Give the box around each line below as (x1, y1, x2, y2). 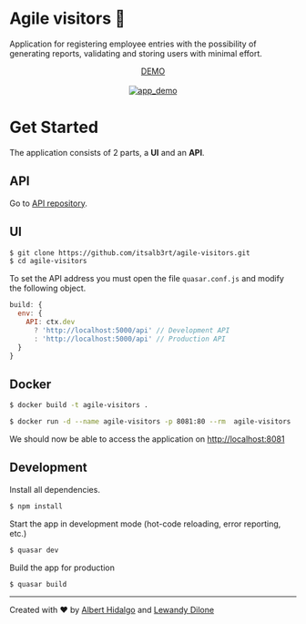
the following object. (9, 282, 87, 294)
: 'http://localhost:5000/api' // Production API (33, 334, 226, 343)
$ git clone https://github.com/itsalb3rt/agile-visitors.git (9, 248, 250, 258)
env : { (17, 309, 43, 318)
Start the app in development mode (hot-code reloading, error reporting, (9, 518, 281, 529)
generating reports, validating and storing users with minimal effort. (9, 47, 262, 58)
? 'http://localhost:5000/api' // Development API (33, 325, 230, 335)
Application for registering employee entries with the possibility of (9, 38, 257, 49)
